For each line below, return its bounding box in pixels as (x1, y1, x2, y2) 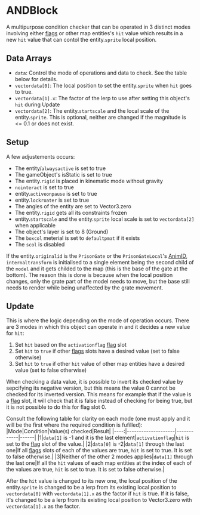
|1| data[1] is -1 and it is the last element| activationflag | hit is (38, 434, 190, 442)
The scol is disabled (14, 240, 65, 248)
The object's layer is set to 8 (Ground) (14, 228, 109, 235)
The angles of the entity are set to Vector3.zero (14, 202, 131, 209)
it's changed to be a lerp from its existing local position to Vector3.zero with (6, 497, 192, 504)
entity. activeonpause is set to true (14, 190, 97, 197)
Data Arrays (6, 53, 52, 63)
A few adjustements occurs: (6, 153, 75, 160)
